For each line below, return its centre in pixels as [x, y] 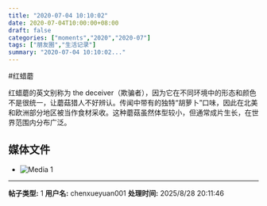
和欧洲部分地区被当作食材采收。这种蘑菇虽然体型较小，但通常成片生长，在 [130, 113]
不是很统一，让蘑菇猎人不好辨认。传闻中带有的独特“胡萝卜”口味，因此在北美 [133, 103]
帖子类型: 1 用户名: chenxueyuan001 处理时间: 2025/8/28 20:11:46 [116, 193]
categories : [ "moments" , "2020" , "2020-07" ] [79, 38]
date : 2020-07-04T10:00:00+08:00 [64, 23]
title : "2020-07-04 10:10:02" [58, 15]
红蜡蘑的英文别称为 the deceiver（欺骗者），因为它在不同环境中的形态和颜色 [132, 93]
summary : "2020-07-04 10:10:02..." [67, 52]
